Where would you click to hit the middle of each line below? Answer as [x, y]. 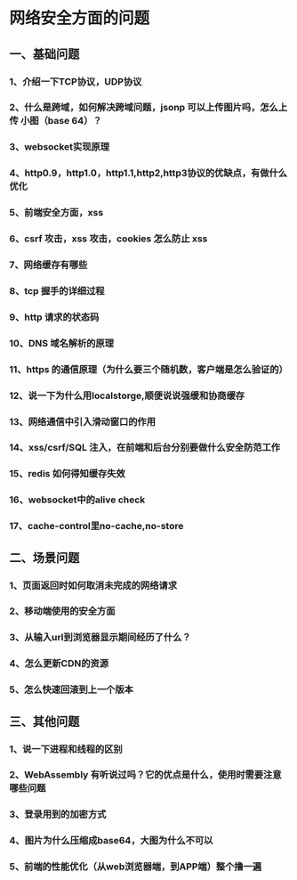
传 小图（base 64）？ [56, 121]
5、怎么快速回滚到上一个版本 [71, 689]
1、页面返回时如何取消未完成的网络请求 [93, 585]
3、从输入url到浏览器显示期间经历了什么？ [100, 638]
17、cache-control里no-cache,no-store [96, 526]
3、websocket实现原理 [59, 147]
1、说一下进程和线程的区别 [66, 749]
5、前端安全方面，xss [56, 213]
